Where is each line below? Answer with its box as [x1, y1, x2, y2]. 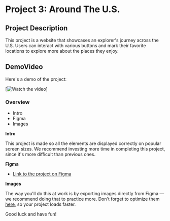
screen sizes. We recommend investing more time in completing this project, [5, 146, 165, 152]
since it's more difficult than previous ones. [5, 151, 95, 158]
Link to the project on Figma [12, 171, 72, 177]
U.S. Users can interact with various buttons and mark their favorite [5, 43, 146, 49]
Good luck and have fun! [5, 211, 57, 217]
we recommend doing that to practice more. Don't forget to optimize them [5, 196, 160, 202]
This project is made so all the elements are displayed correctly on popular [5, 140, 161, 146]
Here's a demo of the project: [5, 76, 67, 82]
